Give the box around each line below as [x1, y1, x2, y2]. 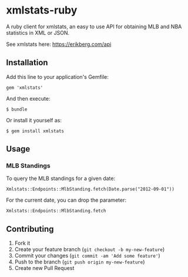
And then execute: [6, 95, 51, 102]
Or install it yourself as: [6, 116, 62, 124]
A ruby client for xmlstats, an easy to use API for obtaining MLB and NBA [6, 23, 182, 30]
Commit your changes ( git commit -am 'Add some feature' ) [14, 252, 160, 259]
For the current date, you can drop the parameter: [6, 196, 126, 203]
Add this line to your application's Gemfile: [6, 73, 109, 80]
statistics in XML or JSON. [6, 29, 70, 36]
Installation [6, 58, 48, 68]
